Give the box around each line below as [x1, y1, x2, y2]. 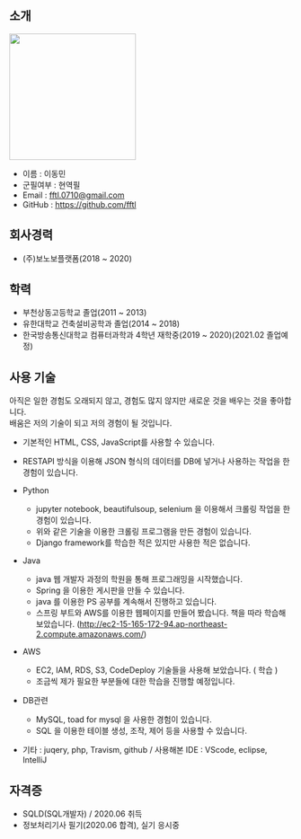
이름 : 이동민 [22, 168, 66, 179]
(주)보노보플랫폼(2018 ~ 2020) [22, 252, 132, 263]
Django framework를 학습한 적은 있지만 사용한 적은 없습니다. [35, 537, 251, 548]
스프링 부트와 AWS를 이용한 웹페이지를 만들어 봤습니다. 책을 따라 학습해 [35, 607, 287, 618]
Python [22, 485, 49, 496]
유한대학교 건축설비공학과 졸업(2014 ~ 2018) [22, 318, 181, 330]
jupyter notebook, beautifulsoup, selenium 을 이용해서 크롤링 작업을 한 [35, 504, 290, 515]
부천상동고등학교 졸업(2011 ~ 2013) [22, 307, 147, 318]
